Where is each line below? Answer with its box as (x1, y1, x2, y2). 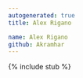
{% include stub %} (8, 62, 72, 72)
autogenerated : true (8, 11, 76, 20)
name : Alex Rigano (8, 33, 68, 41)
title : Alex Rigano (8, 19, 72, 27)
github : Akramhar (8, 40, 65, 48)
